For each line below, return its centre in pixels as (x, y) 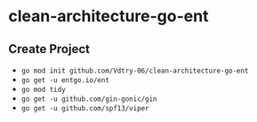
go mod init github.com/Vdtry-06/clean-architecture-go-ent (135, 71)
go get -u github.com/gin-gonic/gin (89, 99)
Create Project (49, 49)
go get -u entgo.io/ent (65, 80)
